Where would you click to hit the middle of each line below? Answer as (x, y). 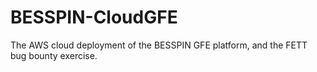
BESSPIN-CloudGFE (94, 17)
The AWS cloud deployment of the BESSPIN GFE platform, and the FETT (159, 45)
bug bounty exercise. (54, 55)
